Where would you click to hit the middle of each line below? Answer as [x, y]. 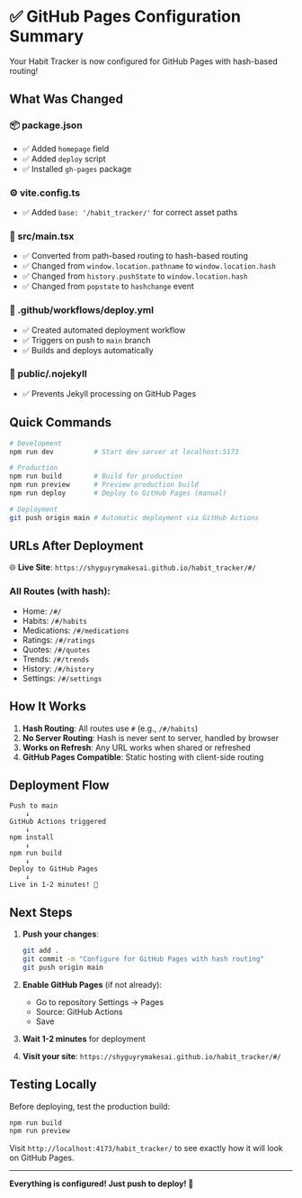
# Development [36, 444]
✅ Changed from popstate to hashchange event [108, 287]
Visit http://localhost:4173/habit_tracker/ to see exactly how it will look [146, 1148]
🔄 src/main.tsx [42, 236]
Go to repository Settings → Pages [100, 1001]
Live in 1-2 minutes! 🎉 [54, 885]
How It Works [48, 706]
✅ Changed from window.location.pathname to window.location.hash [149, 266]
